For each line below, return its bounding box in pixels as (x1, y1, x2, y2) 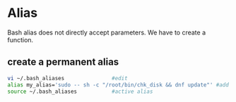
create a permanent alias (7, 56, 119, 68)
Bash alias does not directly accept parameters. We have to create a (7, 28, 206, 37)
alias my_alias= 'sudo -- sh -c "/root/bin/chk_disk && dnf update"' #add (7, 81, 230, 89)
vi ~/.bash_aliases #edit (7, 75, 129, 82)
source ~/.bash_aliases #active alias (7, 88, 153, 95)
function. (7, 35, 34, 44)
